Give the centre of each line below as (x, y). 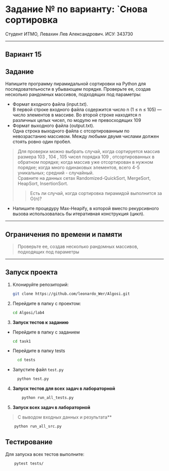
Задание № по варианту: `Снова (76, 9)
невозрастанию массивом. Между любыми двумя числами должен (86, 137)
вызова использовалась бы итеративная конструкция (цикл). (78, 214)
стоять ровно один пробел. (42, 142)
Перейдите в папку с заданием (46, 332)
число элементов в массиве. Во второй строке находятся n (77, 115)
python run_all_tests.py (48, 398)
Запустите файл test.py (38, 370)
